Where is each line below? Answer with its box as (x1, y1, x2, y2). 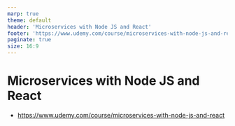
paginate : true (7, 36, 52, 43)
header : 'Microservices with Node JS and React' (7, 23, 152, 30)
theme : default (7, 17, 52, 24)
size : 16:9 (7, 43, 39, 50)
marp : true (7, 10, 39, 17)
